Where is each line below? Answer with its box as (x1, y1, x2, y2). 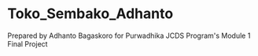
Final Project (7, 39, 48, 48)
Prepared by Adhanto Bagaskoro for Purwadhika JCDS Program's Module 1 (7, 31, 251, 40)
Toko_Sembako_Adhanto (7, 5, 174, 23)
